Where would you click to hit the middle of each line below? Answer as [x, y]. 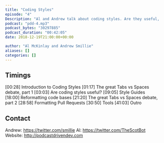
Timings [18, 75]
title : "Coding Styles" [30, 10]
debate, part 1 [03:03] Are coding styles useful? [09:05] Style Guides [75, 92]
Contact [18, 118]
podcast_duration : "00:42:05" [36, 33]
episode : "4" [18, 14]
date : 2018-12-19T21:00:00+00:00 [39, 37]
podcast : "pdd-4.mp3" [27, 23]
